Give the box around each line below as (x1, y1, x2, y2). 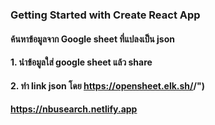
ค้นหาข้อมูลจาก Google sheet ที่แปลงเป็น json (10, 33, 175, 45)
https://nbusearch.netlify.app (10, 103, 138, 115)
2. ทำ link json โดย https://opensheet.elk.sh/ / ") (10, 79, 205, 92)
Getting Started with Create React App (10, 8, 201, 22)
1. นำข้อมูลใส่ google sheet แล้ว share (10, 56, 153, 68)
